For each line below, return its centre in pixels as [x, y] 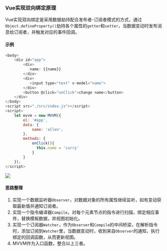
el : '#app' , [36, 120]
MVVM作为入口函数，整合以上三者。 [50, 243]
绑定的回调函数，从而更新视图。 [45, 237]
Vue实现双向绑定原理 [31, 7]
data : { [31, 125]
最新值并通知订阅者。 [39, 206]
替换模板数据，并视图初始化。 [52, 218]
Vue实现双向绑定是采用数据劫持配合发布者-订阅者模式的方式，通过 [74, 20]
